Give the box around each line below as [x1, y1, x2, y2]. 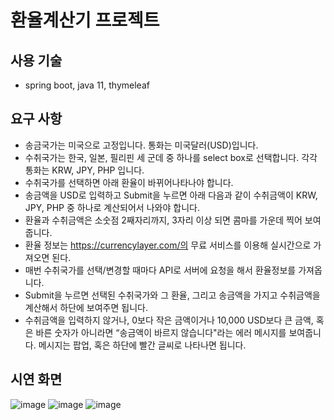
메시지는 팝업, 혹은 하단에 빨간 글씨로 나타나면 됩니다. [38, 339, 247, 351]
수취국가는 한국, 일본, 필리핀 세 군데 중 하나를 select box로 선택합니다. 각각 [24, 151, 318, 163]
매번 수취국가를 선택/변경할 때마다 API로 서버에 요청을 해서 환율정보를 [24, 264, 297, 276]
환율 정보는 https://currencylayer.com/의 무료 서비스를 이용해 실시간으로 [24, 239, 312, 251]
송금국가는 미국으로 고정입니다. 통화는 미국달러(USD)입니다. [24, 139, 259, 151]
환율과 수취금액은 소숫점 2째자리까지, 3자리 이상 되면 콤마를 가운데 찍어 [24, 214, 303, 226]
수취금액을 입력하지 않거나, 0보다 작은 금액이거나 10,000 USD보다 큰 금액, [24, 314, 314, 326]
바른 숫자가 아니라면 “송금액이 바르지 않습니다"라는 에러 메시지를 [35, 326, 287, 338]
